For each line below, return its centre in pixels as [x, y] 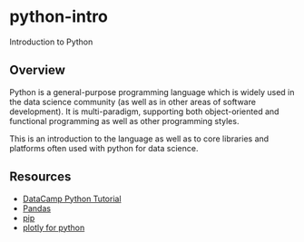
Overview [38, 70]
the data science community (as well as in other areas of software [133, 102]
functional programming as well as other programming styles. [124, 121]
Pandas [37, 208]
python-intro [59, 17]
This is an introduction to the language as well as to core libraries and [139, 139]
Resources [40, 177]
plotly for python [54, 227]
